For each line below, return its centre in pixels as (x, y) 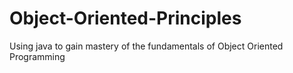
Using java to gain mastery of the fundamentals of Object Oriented (146, 46)
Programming (37, 56)
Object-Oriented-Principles (125, 18)
